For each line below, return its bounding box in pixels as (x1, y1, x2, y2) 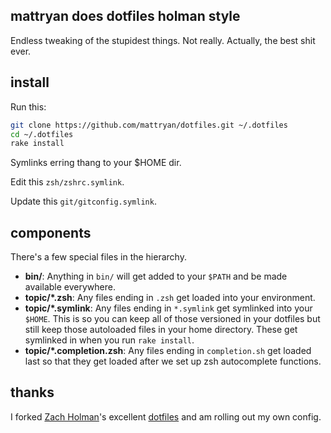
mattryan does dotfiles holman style (10, 8, 241, 25)
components (10, 224, 92, 241)
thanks (10, 384, 55, 401)
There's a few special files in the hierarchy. (10, 251, 187, 263)
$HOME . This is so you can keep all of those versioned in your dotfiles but (24, 313, 321, 325)
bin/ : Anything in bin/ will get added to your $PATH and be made (24, 270, 288, 283)
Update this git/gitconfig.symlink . (10, 195, 157, 208)
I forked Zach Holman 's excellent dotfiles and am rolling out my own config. (10, 410, 322, 423)
